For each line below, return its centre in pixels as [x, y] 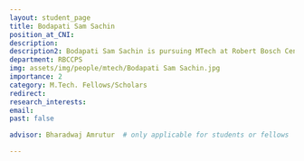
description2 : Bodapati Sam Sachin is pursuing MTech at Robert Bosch [145, 52]
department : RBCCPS [46, 60]
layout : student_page [50, 18]
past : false [32, 118]
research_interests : [48, 102]
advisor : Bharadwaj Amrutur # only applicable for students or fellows [149, 135]
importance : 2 [36, 77]
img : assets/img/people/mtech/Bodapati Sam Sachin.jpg [115, 69]
